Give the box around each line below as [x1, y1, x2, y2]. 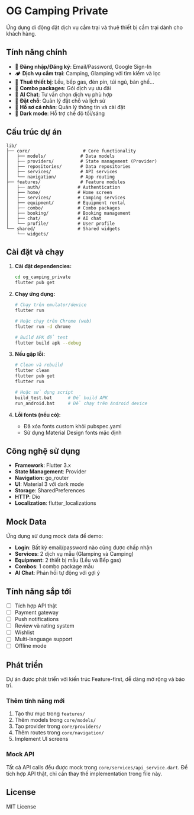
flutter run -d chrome [14, 323, 71, 330]
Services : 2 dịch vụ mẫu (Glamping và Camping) [14, 550, 134, 558]
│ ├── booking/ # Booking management [6, 210, 131, 216]
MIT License [6, 803, 37, 810]
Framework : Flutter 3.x [14, 461, 71, 469]
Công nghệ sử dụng [6, 446, 80, 456]
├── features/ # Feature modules [6, 179, 126, 185]
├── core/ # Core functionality [6, 148, 136, 154]
